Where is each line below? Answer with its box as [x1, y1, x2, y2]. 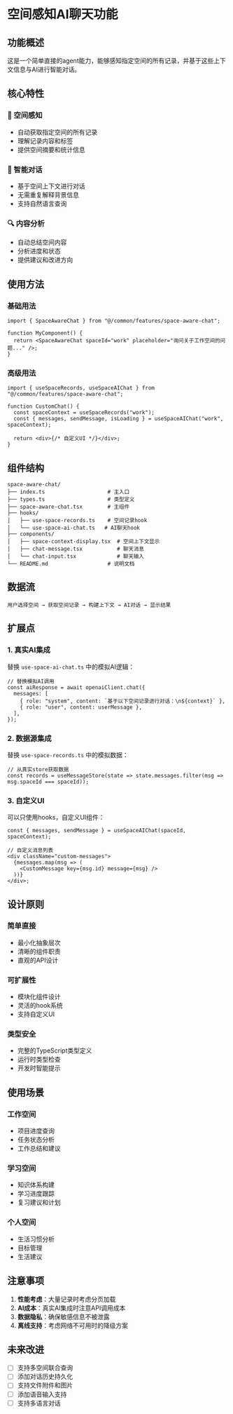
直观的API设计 [17, 956, 59, 964]
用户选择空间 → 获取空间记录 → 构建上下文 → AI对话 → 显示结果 [7, 601, 171, 608]
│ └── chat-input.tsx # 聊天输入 [7, 553, 145, 560]
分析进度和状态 [17, 247, 61, 255]
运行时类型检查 [17, 1055, 61, 1064]
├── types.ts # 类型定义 [7, 496, 135, 503]
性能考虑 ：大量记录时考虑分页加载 [17, 1295, 116, 1303]
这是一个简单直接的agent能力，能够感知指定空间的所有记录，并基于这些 [7, 57, 214, 65]
